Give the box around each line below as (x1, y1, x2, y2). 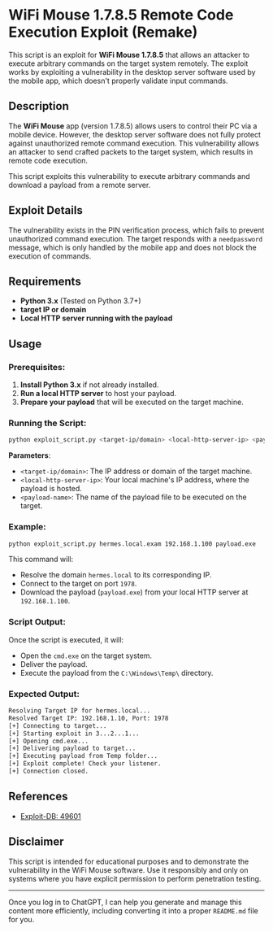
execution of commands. (8, 250, 92, 261)
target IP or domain (19, 305, 87, 315)
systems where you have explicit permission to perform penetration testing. (8, 873, 262, 883)
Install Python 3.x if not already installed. (19, 380, 159, 390)
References (8, 790, 68, 804)
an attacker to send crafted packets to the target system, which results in (8, 146, 253, 156)
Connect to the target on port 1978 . (19, 579, 137, 589)
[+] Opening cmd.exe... (8, 737, 89, 745)
